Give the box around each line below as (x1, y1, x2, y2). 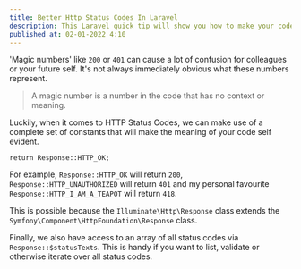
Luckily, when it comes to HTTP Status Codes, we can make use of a (9, 117, 263, 128)
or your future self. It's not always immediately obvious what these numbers (9, 63, 289, 74)
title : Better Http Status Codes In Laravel (9, 13, 178, 22)
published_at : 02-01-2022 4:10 (9, 29, 126, 38)
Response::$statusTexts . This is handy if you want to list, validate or (9, 242, 260, 253)
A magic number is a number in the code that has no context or (30, 90, 265, 101)
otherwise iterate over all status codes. (9, 251, 153, 262)
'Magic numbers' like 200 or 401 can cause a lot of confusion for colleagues (9, 55, 287, 65)
